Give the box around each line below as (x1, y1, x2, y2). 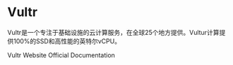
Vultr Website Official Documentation (7, 50, 115, 59)
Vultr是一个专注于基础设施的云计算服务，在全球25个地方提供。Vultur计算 (7, 28, 220, 36)
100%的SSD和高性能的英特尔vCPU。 (13, 36, 121, 45)
